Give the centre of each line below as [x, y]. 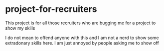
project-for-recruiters [51, 9]
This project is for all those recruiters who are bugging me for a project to [81, 23]
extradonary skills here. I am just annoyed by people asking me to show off [82, 43]
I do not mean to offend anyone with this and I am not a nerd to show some [82, 38]
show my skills [20, 28]
